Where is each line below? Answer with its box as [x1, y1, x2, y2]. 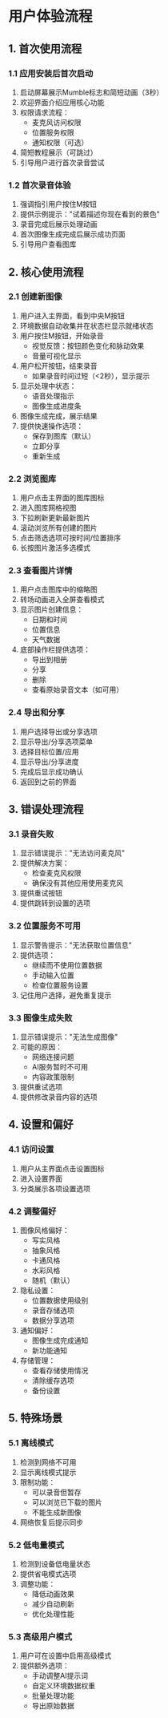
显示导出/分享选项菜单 [19, 737, 94, 746]
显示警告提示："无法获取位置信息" [19, 940, 132, 950]
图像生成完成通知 [31, 1336, 89, 1345]
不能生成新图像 [31, 1507, 82, 1517]
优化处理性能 [31, 1609, 74, 1619]
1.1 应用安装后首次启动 [8, 67, 94, 79]
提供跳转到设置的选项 [19, 899, 90, 908]
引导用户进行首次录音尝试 [19, 157, 105, 167]
